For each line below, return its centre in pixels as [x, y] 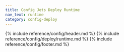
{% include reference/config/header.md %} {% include [62, 34]
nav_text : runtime [24, 15]
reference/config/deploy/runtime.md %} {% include [59, 39]
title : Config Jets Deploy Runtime [43, 10]
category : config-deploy [31, 19]
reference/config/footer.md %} [37, 44]
